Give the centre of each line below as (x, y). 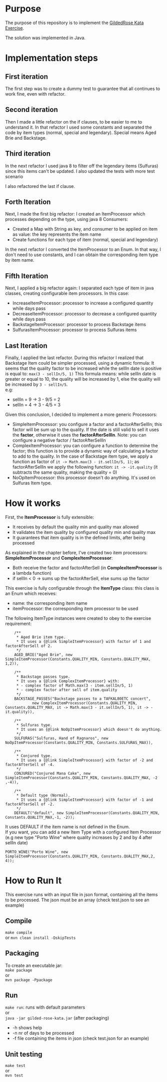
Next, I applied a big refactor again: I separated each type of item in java (79, 288)
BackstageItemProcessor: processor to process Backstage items (79, 324)
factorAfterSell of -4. (30, 765)
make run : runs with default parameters (45, 1007)
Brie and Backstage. (26, 138)
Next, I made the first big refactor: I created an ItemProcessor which (75, 214)
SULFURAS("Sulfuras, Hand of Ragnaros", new (61, 738)
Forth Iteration (28, 202)
